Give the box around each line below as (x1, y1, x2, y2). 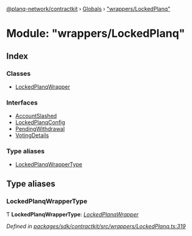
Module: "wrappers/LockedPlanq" (6, 27, 185, 40)
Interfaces (6, 98, 38, 106)
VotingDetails (15, 131, 49, 139)
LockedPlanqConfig (15, 119, 65, 126)
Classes (6, 69, 31, 78)
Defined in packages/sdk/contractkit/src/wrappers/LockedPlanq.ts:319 (6, 223, 186, 230)
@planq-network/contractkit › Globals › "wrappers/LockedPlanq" (6, 6, 171, 12)
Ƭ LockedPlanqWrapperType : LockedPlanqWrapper (6, 211, 139, 218)
